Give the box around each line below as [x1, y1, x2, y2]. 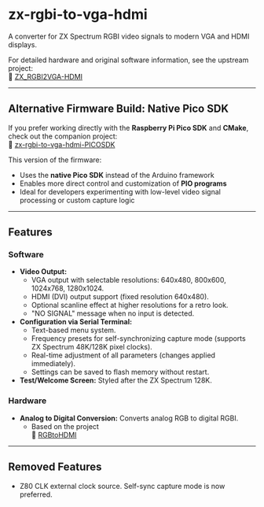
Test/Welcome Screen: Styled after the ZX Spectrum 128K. [19, 376, 212, 385]
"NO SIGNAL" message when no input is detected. [31, 309, 195, 318]
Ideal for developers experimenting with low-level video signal [19, 187, 222, 196]
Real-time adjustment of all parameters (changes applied [31, 350, 216, 360]
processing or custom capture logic [19, 195, 135, 205]
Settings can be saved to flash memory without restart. [31, 368, 210, 377]
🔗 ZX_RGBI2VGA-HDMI [8, 72, 83, 81]
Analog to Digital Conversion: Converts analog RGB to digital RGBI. [19, 413, 239, 423]
